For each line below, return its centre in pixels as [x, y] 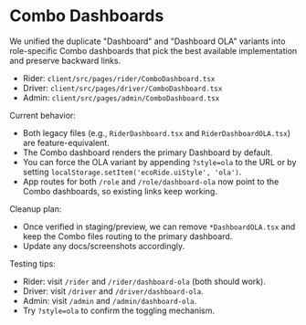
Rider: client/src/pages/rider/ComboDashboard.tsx [119, 78]
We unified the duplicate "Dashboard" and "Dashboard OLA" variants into [148, 41]
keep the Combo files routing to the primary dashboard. [127, 236]
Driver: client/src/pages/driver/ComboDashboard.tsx [122, 88]
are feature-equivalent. [66, 142]
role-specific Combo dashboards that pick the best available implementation [153, 50]
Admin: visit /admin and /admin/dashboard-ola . [110, 300]
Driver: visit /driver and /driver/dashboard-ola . [113, 291]
